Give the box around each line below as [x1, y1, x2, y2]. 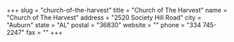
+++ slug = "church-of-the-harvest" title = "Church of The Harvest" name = [6, 6, 228, 14]
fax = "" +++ [26, 28, 63, 36]
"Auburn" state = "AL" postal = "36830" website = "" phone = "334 [6, 21, 202, 29]
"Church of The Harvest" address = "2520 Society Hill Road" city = [6, 13, 202, 22]
